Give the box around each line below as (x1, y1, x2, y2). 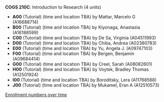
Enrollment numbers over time (5, 92, 67, 98)
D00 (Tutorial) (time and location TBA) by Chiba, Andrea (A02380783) (12, 40, 157, 46)
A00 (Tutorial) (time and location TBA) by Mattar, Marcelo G (12, 14, 136, 19)
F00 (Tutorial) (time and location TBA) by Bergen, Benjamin (12, 51, 135, 56)
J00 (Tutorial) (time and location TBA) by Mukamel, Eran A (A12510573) (12, 82, 160, 88)
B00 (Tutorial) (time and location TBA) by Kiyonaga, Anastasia (12, 24, 141, 30)
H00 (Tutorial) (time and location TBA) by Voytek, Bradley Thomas (12, 66, 149, 72)
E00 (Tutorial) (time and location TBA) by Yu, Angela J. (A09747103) (12, 46, 153, 51)
